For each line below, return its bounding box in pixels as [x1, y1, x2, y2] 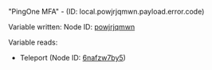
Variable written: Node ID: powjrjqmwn [8, 22, 135, 31]
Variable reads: [8, 37, 58, 47]
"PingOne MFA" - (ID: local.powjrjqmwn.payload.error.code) [8, 7, 205, 16]
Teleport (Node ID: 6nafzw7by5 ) [19, 53, 126, 62]
